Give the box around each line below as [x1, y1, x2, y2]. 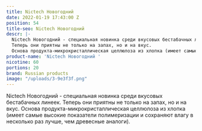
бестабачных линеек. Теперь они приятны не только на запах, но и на [6, 99, 187, 106]
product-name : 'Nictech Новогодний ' [6, 53, 101, 59]
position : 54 [6, 20, 39, 26]
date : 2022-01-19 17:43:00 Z [6, 14, 79, 20]
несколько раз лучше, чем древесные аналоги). [6, 118, 130, 125]
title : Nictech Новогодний [6, 8, 74, 15]
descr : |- [6, 31, 31, 37]
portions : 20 [6, 64, 39, 71]
